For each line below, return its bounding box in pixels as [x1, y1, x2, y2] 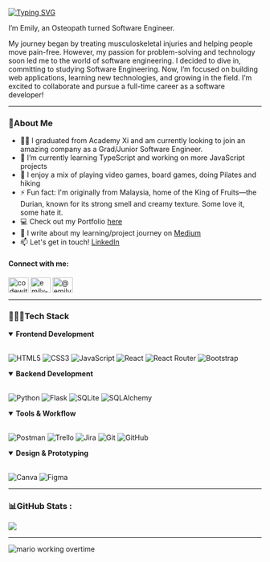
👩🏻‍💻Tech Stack [8, 310, 70, 322]
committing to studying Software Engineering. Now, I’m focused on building [8, 64, 259, 74]
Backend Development [15, 368, 94, 378]
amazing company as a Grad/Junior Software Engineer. [19, 145, 203, 154]
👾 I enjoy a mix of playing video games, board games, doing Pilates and [19, 170, 257, 180]
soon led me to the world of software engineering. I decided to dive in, [8, 56, 241, 65]
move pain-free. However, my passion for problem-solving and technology [8, 47, 256, 56]
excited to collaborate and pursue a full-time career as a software [8, 81, 225, 91]
